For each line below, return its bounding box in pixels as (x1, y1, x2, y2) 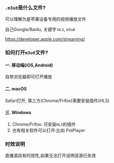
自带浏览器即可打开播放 (5, 74, 52, 80)
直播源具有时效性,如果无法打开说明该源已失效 (5, 153, 96, 159)
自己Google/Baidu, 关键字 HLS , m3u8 (5, 27, 76, 33)
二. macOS (5, 86, 27, 92)
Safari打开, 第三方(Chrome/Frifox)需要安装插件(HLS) (5, 98, 110, 103)
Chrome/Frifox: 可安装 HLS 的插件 (12, 121, 76, 127)
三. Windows (5, 110, 32, 115)
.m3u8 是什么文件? (5, 4, 46, 11)
